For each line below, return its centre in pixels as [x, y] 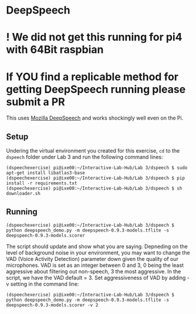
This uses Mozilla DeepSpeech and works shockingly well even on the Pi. [95, 118]
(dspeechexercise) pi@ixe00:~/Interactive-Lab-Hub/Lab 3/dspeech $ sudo [97, 168]
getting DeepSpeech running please [96, 89]
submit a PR [36, 102]
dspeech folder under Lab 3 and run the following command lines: [85, 157]
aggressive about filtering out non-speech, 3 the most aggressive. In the [94, 271]
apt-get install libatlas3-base [45, 173]
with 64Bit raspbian [55, 50]
